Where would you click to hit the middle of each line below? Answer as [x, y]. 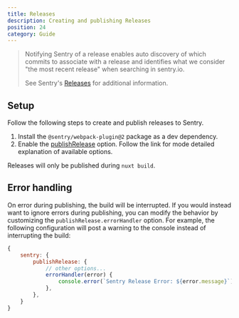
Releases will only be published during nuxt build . [81, 165]
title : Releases [31, 14]
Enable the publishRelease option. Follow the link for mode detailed [116, 144]
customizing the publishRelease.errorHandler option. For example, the [111, 220]
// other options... [76, 268]
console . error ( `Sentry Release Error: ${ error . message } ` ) [146, 282]
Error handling [40, 188]
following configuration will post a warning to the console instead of [107, 227]
